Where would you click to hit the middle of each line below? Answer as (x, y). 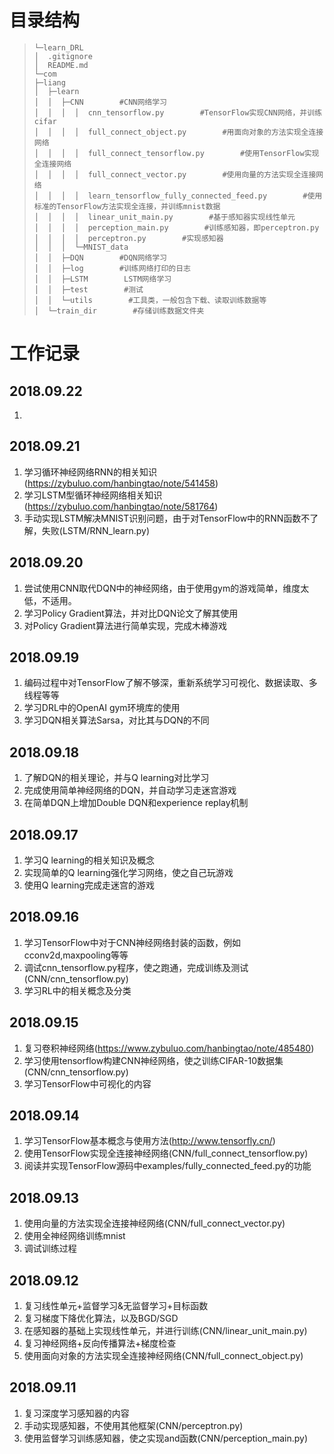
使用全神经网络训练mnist (74, 1236)
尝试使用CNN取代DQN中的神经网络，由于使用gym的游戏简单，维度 (162, 588)
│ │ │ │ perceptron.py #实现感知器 (128, 238)
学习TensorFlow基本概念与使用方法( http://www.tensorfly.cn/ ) (149, 1141)
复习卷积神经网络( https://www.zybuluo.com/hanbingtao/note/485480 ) (169, 1048)
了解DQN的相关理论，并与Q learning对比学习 (116, 778)
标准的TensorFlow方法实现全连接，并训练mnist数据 (127, 206)
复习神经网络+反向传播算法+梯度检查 (100, 1343)
